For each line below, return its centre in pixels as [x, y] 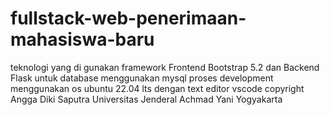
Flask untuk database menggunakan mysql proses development [142, 78]
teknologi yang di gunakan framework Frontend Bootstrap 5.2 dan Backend [165, 67]
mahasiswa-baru [82, 39]
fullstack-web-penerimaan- [128, 18]
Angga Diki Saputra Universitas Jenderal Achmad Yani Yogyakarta [146, 99]
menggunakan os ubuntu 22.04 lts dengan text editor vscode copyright [157, 88]
